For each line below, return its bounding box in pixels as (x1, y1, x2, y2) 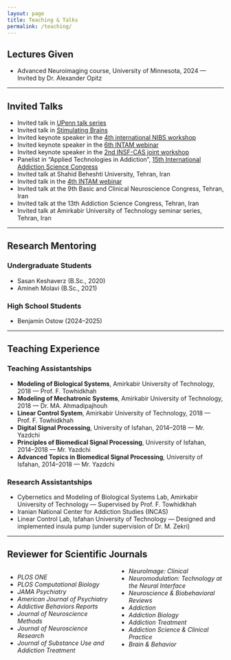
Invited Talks (7, 101, 63, 112)
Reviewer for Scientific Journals (7, 548, 148, 560)
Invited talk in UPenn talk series (16, 118, 107, 127)
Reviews (128, 596, 153, 604)
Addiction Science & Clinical (128, 625, 209, 634)
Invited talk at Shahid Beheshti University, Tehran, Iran (16, 170, 170, 178)
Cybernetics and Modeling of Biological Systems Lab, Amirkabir (16, 493, 198, 501)
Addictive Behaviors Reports (16, 602, 98, 610)
